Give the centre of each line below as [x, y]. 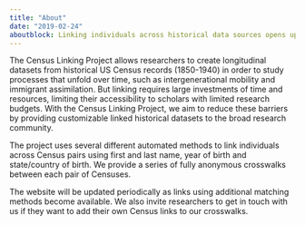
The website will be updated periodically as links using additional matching [149, 192]
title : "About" [38, 18]
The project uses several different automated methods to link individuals [144, 145]
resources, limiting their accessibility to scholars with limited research [140, 99]
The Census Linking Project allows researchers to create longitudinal [138, 61]
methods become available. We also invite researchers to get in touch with [149, 201]
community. [31, 128]
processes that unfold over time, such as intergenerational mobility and [143, 80]
